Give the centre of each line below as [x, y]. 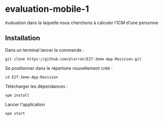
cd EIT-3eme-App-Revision [31, 77]
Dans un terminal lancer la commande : [45, 50]
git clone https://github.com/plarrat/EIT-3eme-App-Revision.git [73, 59]
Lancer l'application [25, 104]
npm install [17, 95]
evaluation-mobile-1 [47, 9]
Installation [23, 38]
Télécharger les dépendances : [36, 86]
